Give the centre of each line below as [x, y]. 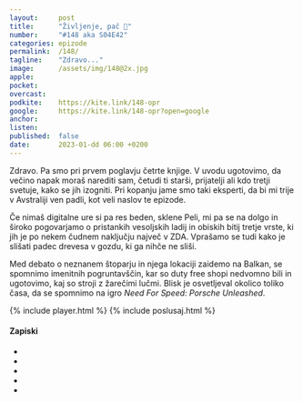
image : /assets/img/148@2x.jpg [79, 69]
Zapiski [24, 331]
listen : [24, 128]
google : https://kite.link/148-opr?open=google [109, 111]
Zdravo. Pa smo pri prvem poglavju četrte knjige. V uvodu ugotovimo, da [146, 170]
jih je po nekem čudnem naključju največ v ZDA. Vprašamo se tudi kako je [147, 236]
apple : [22, 77]
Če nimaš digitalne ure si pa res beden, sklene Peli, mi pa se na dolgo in [144, 217]
